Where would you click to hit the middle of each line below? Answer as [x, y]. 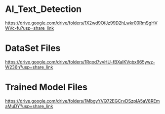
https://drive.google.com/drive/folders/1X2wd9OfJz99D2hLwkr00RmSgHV [82, 23]
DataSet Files [33, 48]
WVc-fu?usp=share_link [30, 28]
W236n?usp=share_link [29, 67]
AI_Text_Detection [43, 9]
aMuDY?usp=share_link [29, 106]
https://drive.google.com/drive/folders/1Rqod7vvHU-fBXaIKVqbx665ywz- [80, 62]
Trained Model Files [46, 87]
